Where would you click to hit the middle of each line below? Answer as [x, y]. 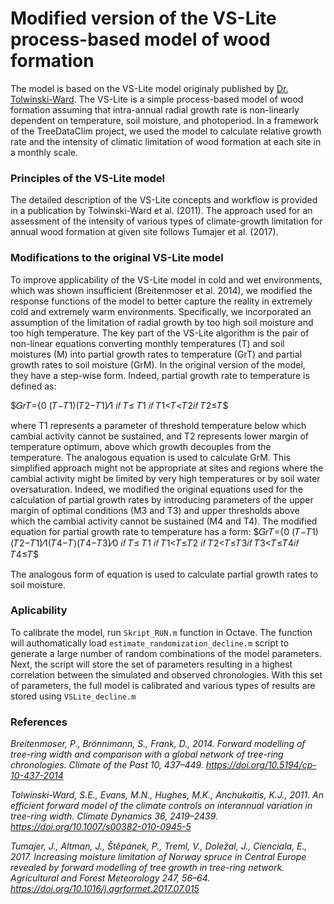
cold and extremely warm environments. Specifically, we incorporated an [161, 311]
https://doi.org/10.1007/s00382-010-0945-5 [101, 827]
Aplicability [39, 610]
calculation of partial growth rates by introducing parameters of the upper [162, 499]
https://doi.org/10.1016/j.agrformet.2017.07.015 [105, 889]
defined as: [33, 386]
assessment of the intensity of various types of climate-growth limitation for [166, 221]
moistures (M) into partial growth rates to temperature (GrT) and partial [156, 354]
